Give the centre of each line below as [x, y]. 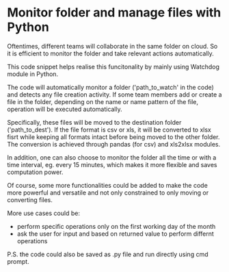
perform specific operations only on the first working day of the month [116, 226]
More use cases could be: [44, 213]
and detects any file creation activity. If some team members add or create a [114, 95]
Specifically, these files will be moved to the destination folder [94, 122]
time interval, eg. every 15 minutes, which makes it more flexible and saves [112, 164]
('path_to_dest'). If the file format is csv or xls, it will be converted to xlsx [109, 129]
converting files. [30, 199]
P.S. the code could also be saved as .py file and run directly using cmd [108, 254]
